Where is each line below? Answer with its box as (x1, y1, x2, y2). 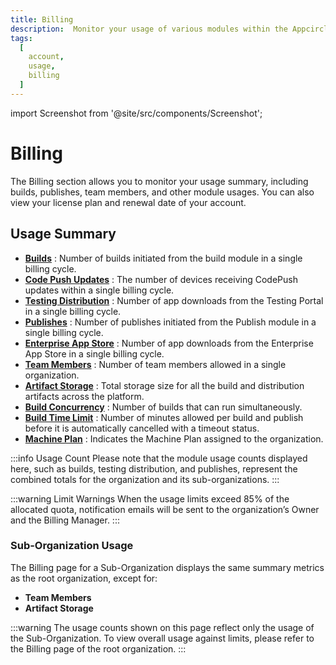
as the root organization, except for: (10, 572, 158, 584)
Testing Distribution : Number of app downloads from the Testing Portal (24, 294, 324, 306)
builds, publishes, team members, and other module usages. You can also (10, 186, 315, 198)
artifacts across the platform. (24, 390, 145, 402)
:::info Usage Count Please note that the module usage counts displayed (10, 452, 308, 464)
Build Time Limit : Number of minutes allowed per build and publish (24, 411, 304, 423)
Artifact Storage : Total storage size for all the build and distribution (24, 379, 305, 391)
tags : (10, 33, 33, 43)
